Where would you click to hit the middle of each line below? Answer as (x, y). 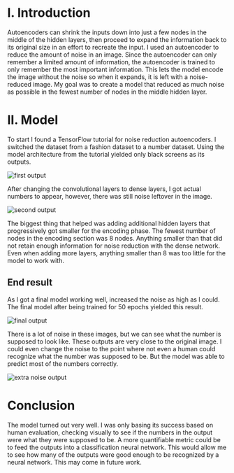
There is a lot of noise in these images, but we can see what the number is (114, 334)
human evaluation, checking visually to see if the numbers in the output (110, 432)
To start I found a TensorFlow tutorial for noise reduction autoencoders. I (112, 139)
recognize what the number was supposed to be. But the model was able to (116, 356)
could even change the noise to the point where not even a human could (111, 348)
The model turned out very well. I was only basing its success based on (110, 425)
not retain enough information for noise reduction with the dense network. (114, 246)
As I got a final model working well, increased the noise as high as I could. (114, 299)
